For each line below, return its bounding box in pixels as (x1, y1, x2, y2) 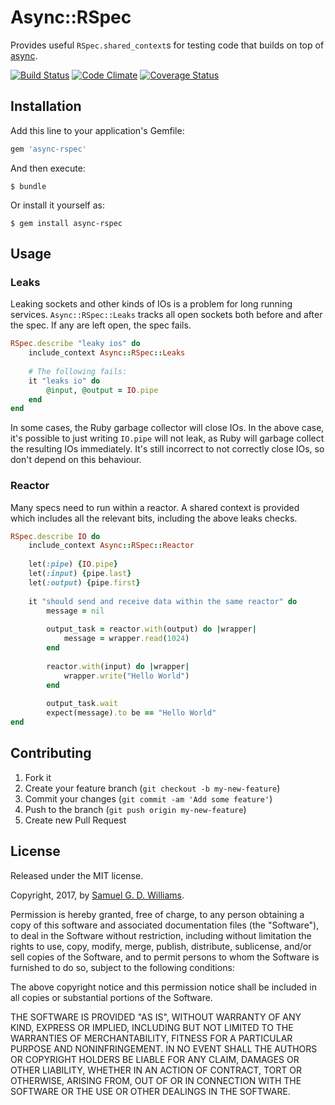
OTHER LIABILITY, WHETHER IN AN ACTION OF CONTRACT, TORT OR (10, 1064, 302, 1076)
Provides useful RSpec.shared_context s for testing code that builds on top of (10, 39, 325, 51)
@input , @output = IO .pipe (46, 385, 159, 395)
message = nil (46, 606, 105, 616)
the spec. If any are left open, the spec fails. (10, 319, 192, 331)
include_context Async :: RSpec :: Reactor (28, 541, 195, 551)
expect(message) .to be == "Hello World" (46, 708, 217, 718)
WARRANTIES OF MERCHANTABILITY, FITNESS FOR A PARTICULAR (10, 1032, 293, 1044)
